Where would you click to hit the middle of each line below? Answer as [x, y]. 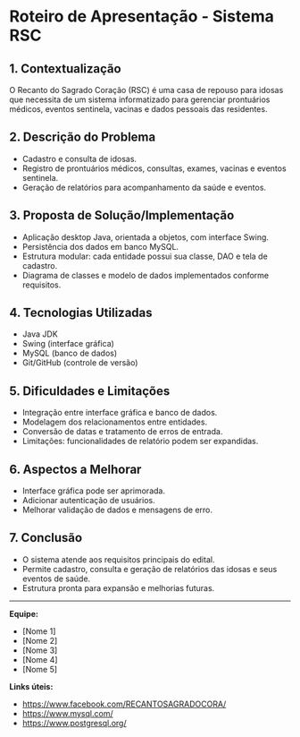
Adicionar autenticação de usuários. [88, 501]
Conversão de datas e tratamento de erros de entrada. [122, 432]
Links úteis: [31, 686]
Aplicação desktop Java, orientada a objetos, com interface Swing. [146, 237]
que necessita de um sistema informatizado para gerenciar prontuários [140, 99]
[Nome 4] [40, 659]
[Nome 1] [39, 631]
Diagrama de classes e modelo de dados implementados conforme [146, 275]
